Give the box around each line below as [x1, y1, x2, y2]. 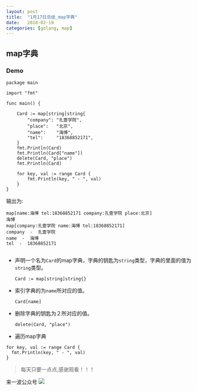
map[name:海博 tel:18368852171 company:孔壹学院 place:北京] [6, 210, 152, 216]
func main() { [6, 100, 41, 106]
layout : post [6, 8, 38, 15]
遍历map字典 [14, 333, 47, 340]
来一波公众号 [6, 378, 37, 385]
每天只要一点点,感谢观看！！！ [20, 366, 95, 373]
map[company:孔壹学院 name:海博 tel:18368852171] [6, 222, 125, 229]
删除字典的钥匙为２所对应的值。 [14, 310, 93, 317]
